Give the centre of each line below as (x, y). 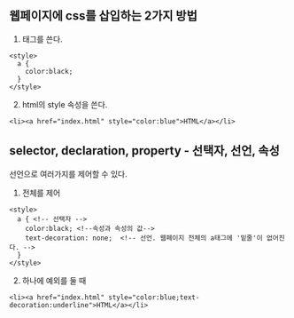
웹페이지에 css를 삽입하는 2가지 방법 (103, 16)
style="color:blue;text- (154, 297)
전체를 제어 (41, 193)
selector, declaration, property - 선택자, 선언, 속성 (145, 151)
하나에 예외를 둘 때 (54, 280)
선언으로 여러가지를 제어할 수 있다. (68, 174)
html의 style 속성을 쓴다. (65, 104)
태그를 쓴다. (43, 39)
